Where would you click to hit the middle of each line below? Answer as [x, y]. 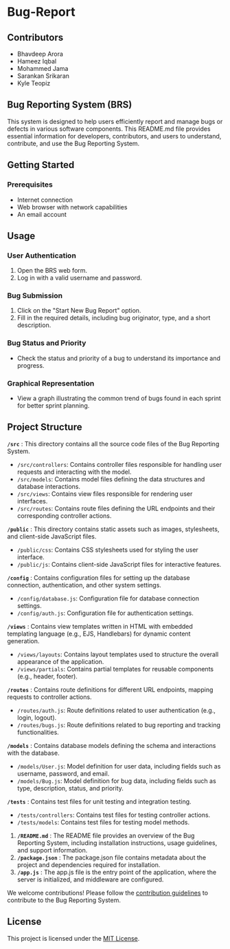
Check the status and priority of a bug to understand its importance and [119, 358]
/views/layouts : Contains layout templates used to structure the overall [118, 654]
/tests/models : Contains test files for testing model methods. [103, 822]
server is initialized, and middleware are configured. [90, 879]
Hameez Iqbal [37, 61]
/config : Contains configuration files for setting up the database [99, 577]
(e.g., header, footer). [47, 676]
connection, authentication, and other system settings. [84, 585]
